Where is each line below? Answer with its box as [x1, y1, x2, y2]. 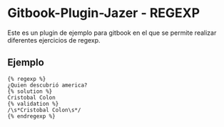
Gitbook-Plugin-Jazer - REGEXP [7, 5, 200, 21]
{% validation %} [7, 100, 59, 107]
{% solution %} [7, 87, 53, 95]
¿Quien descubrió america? [7, 82, 88, 89]
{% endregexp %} [7, 112, 56, 120]
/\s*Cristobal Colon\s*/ [7, 106, 81, 114]
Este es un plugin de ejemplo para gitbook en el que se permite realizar [7, 28, 217, 37]
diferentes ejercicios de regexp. [7, 35, 101, 44]
